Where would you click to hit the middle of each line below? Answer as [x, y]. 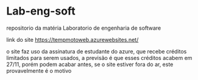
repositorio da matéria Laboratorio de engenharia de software [84, 28]
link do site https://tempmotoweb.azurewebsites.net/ [72, 39]
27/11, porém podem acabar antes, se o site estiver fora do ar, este [90, 64]
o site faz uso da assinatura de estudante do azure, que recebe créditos [97, 51]
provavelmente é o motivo [39, 70]
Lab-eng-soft [41, 11]
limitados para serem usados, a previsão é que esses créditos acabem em [99, 58]
